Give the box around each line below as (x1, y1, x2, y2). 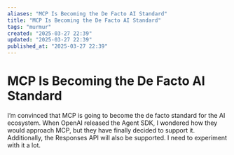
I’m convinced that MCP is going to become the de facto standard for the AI (7, 111, 226, 119)
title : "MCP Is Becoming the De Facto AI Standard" (7, 17, 161, 24)
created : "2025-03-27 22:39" (7, 29, 92, 37)
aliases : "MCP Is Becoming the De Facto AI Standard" (7, 10, 168, 18)
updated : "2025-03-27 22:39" (7, 36, 92, 43)
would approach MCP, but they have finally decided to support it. (7, 126, 195, 134)
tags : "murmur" (7, 23, 52, 30)
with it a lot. (7, 141, 41, 149)
